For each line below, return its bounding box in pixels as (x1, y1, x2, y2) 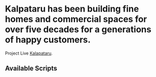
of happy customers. (5, 34, 91, 46)
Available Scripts (5, 64, 57, 73)
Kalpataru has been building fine (5, 3, 139, 15)
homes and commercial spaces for (5, 14, 147, 25)
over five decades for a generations (5, 24, 152, 35)
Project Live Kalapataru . (5, 50, 53, 56)
